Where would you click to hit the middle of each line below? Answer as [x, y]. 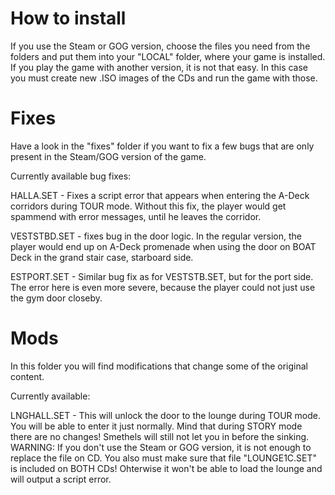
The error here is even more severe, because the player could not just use [163, 287]
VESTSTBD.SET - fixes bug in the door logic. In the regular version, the [156, 236]
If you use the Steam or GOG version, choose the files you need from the [160, 46]
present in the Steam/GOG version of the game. [108, 156]
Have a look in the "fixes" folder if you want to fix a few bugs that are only [162, 146]
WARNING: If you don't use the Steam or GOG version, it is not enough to [161, 447]
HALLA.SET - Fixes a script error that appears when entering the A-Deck [160, 195]
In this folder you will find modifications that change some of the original [159, 366]
